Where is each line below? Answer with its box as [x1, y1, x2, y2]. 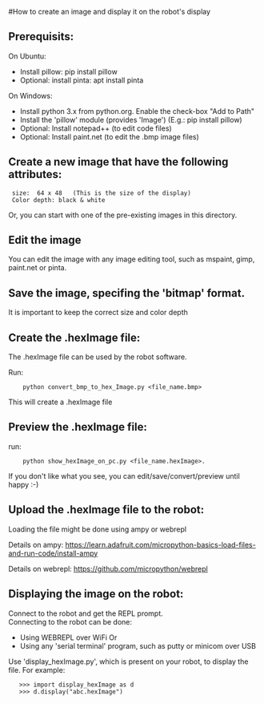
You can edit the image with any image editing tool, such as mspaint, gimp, [8, 254, 255, 264]
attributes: [8, 168, 62, 181]
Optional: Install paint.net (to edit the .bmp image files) [19, 131, 200, 141]
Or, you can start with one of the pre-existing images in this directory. [8, 210, 238, 220]
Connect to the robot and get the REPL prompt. [8, 609, 164, 618]
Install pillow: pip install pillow [19, 67, 118, 76]
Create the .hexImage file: [8, 330, 141, 344]
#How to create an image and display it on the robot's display [8, 7, 210, 16]
